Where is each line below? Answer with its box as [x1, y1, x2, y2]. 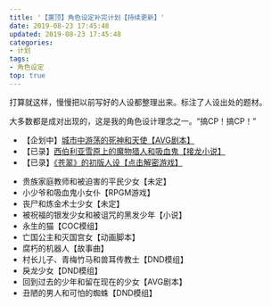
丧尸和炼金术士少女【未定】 [21, 198, 125, 209]
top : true [9, 71, 46, 80]
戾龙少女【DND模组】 [21, 265, 103, 276]
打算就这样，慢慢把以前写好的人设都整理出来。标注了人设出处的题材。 [9, 96, 267, 107]
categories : [9, 37, 53, 47]
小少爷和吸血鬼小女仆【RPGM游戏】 [21, 186, 155, 197]
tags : [9, 54, 29, 63]
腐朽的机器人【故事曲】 [21, 243, 109, 253]
